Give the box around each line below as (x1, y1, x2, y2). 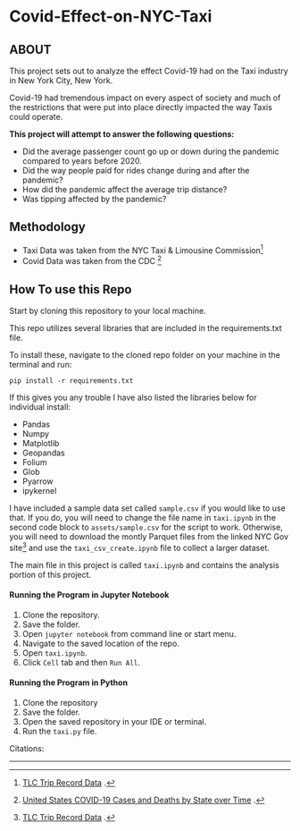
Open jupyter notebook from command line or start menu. (21, 628, 237, 639)
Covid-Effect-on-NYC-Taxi (9, 6, 212, 27)
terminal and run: (9, 359, 72, 369)
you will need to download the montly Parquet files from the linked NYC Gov (9, 530, 288, 542)
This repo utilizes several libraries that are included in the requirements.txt (9, 322, 283, 333)
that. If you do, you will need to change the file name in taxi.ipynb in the (9, 512, 277, 522)
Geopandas (21, 447, 65, 458)
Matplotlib (21, 437, 60, 448)
